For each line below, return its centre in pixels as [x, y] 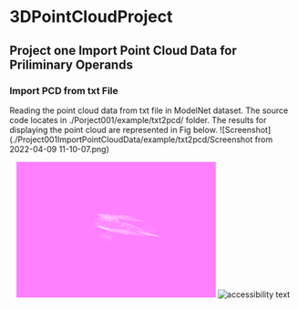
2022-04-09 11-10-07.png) [59, 149]
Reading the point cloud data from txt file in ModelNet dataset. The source [149, 110]
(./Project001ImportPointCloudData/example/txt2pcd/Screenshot [131, 139]
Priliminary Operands [72, 64]
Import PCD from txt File [64, 90]
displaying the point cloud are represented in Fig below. [114, 129]
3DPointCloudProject [91, 17]
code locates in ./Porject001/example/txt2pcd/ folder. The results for [138, 119]
